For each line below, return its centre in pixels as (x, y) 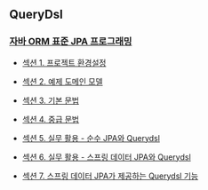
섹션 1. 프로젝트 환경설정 (64, 62)
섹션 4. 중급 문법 (51, 119)
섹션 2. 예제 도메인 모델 (63, 81)
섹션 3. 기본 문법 (51, 100)
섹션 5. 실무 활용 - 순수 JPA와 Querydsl (91, 138)
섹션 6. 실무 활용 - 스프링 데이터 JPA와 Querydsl (106, 157)
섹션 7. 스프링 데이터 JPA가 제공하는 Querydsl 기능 (110, 176)
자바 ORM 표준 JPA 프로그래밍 (71, 42)
